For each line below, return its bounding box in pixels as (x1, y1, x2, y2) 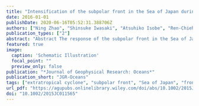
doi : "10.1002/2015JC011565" (6, 91, 78, 97)
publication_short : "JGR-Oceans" (6, 74, 89, 80)
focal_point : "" (11, 58, 52, 64)
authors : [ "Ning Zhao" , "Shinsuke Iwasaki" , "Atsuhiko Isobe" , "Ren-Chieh (6, 25, 195, 31)
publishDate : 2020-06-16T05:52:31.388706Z (6, 19, 113, 25)
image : (6, 47, 23, 53)
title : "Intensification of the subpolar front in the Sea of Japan (6, 8, 179, 15)
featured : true (6, 42, 44, 48)
